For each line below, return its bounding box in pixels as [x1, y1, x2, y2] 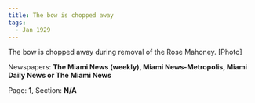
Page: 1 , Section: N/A [8, 86, 77, 95]
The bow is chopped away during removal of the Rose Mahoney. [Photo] [8, 48, 242, 57]
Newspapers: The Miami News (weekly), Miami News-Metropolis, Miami [8, 62, 248, 72]
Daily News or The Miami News [8, 71, 112, 80]
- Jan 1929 [15, 26, 51, 34]
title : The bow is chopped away [8, 11, 114, 20]
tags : [8, 19, 26, 27]
